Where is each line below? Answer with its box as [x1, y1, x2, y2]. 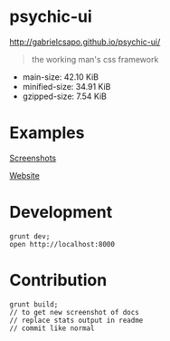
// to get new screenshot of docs [9, 307, 140, 317]
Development [9, 202, 113, 223]
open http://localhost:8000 [9, 239, 116, 248]
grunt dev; [9, 231, 51, 241]
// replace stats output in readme [9, 316, 144, 325]
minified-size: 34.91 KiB [22, 81, 111, 92]
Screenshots [9, 152, 57, 163]
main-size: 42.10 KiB [22, 71, 99, 83]
